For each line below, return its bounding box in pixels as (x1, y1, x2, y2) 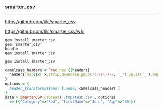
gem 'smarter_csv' (5, 42, 42, 47)
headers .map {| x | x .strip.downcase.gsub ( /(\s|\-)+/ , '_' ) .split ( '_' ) (9, 72, 151, 77)
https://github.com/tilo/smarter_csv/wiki (5, 28, 85, 35)
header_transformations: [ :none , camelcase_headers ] (9, 86, 120, 91)
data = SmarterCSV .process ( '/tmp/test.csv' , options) (5, 95, 116, 100)
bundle (5, 46, 18, 52)
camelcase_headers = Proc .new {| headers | (5, 68, 90, 73)
